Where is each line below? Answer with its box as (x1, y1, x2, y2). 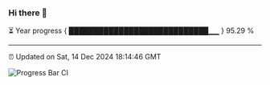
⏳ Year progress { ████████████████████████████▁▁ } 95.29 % (8, 26, 255, 35)
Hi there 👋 (8, 7, 48, 18)
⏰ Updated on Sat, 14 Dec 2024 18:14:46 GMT (8, 52, 162, 62)
